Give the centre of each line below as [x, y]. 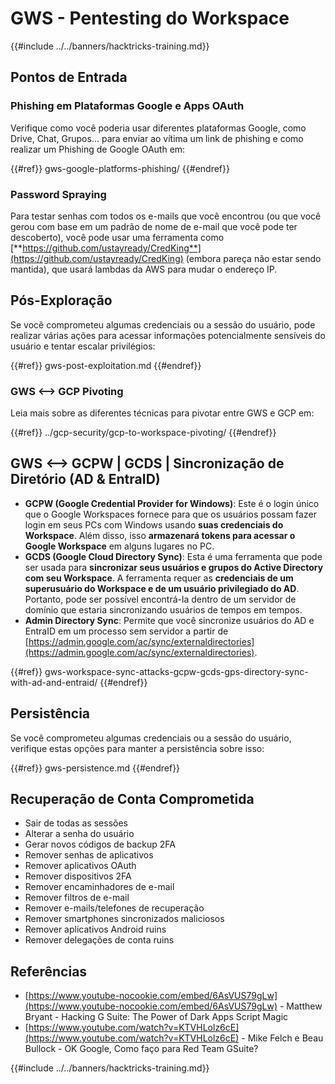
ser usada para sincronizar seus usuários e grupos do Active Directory [174, 567]
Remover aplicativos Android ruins [95, 929]
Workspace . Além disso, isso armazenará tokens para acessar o [160, 535]
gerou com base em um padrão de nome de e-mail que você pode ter [154, 226]
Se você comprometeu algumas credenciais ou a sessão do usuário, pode [163, 324]
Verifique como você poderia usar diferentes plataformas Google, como [158, 128]
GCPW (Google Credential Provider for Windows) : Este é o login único [172, 503]
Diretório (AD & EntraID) [85, 479]
